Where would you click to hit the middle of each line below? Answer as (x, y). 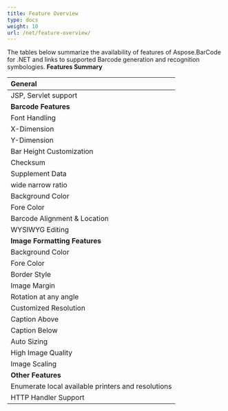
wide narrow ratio (39, 185)
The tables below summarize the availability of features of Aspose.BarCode (114, 52)
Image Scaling (34, 364)
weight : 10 (23, 26)
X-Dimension (32, 129)
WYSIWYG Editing (40, 230)
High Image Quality (42, 353)
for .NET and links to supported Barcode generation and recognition (103, 60)
